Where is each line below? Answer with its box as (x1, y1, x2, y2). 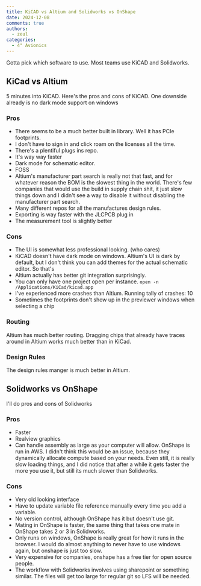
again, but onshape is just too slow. (14, 547, 102, 555)
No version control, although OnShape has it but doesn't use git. (14, 515, 175, 522)
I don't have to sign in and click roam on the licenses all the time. (14, 140, 176, 148)
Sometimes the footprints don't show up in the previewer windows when (14, 296, 195, 303)
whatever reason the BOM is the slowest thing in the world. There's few (14, 178, 193, 186)
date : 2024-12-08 (6, 14, 50, 20)
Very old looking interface (14, 496, 79, 503)
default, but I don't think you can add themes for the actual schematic (14, 259, 188, 266)
